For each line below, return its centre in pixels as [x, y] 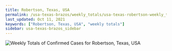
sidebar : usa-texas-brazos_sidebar [43, 29]
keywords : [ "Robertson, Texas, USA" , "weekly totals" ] [65, 24]
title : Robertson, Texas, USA [38, 10]
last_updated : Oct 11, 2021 [35, 19]
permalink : [17, 15]
